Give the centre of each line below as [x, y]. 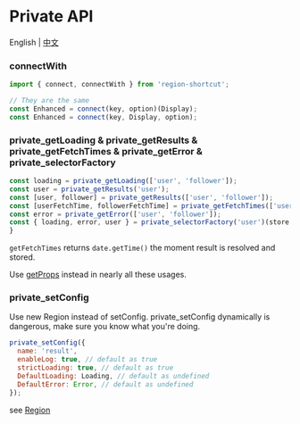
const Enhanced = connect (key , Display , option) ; [104, 117]
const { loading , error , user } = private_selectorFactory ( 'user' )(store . [151, 222]
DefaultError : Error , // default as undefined [105, 384]
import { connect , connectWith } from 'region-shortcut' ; [119, 85]
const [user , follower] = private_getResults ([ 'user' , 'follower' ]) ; [142, 197]
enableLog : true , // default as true [87, 360]
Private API [51, 17]
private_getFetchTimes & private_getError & [106, 151]
